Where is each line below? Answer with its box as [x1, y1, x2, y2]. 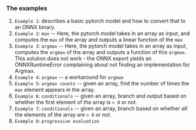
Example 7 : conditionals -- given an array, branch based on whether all [14, 105, 188, 112]
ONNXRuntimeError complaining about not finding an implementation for [14, 61, 190, 68]
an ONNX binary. [14, 24, 56, 31]
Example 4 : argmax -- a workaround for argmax [14, 74, 124, 81]
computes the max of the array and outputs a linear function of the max [14, 36, 183, 44]
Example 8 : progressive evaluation [14, 118, 100, 125]
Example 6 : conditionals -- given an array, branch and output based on [14, 92, 187, 99]
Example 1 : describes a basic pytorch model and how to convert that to [14, 18, 186, 25]
